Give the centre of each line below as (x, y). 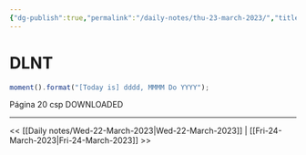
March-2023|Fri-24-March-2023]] (74, 140)
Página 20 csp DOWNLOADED (66, 105)
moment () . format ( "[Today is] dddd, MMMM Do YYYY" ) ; (109, 88)
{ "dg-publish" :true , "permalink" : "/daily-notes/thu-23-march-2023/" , (142, 18)
